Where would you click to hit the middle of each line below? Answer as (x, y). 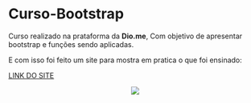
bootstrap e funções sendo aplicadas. (71, 44)
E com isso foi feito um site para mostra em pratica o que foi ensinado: (125, 60)
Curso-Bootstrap (66, 14)
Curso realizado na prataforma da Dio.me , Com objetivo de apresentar (125, 36)
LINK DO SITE (31, 75)
